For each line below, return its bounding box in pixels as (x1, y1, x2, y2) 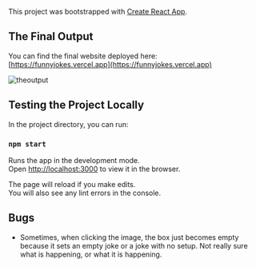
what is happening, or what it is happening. (19, 249, 162, 259)
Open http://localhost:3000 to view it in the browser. (8, 164, 181, 173)
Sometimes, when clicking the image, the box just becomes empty (19, 232, 239, 242)
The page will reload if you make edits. (8, 179, 136, 189)
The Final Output (8, 30, 94, 43)
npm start (8, 139, 46, 149)
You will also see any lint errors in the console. (8, 188, 162, 197)
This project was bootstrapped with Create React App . (8, 7, 188, 16)
